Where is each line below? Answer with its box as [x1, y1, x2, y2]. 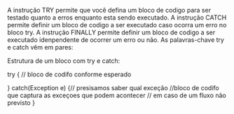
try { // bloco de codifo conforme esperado [7, 70, 132, 78]
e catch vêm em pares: [7, 43, 74, 51]
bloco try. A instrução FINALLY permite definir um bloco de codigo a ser [7, 28, 216, 36]
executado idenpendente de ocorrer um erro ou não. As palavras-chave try [7, 36, 224, 44]
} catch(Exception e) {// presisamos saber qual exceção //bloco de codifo [7, 84, 219, 92]
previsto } [7, 99, 35, 107]
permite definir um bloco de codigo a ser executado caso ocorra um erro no [7, 21, 227, 29]
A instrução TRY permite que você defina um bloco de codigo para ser [7, 6, 212, 14]
